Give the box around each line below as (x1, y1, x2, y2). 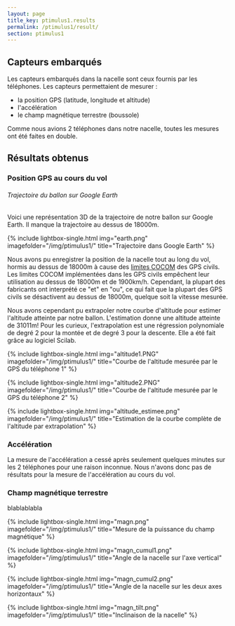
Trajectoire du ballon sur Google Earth (7, 191, 118, 199)
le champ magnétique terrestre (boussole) (17, 111, 140, 120)
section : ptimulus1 (7, 30, 65, 37)
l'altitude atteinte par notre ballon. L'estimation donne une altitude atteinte (7, 313, 221, 322)
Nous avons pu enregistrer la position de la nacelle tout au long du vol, (7, 255, 211, 263)
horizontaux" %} (7, 589, 55, 599)
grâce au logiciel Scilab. (7, 336, 76, 344)
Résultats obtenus (7, 152, 89, 164)
